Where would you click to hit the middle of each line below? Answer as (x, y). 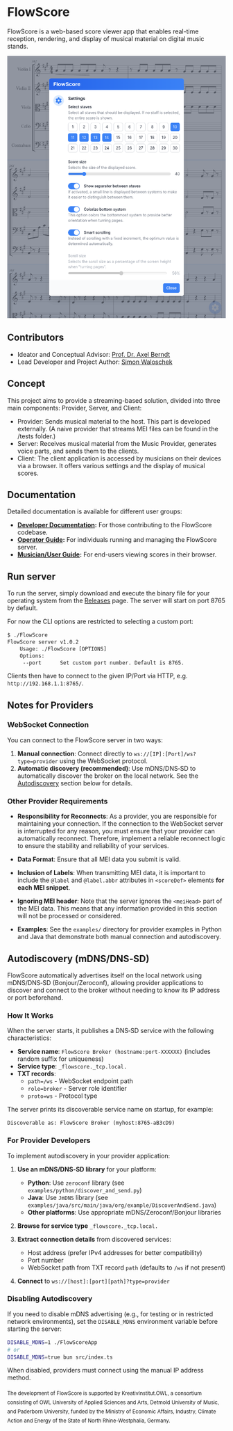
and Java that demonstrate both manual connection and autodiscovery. (119, 937)
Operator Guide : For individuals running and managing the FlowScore (117, 540)
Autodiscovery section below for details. (75, 783)
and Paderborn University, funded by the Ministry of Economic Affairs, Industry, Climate (112, 1412)
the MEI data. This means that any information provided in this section (117, 909)
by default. (23, 608)
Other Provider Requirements (58, 801)
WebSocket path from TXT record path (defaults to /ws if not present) (127, 1268)
